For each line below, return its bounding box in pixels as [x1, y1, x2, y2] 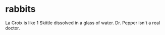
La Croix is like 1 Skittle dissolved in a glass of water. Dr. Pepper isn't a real [5, 20, 160, 26]
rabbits [5, 3, 36, 15]
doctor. [5, 25, 20, 31]
